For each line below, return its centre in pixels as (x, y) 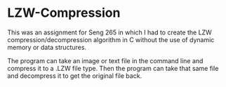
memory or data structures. (47, 47)
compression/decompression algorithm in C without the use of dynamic (111, 39)
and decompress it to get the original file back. (75, 76)
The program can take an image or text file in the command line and (105, 60)
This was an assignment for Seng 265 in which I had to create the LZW (109, 32)
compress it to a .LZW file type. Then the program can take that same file (113, 68)
